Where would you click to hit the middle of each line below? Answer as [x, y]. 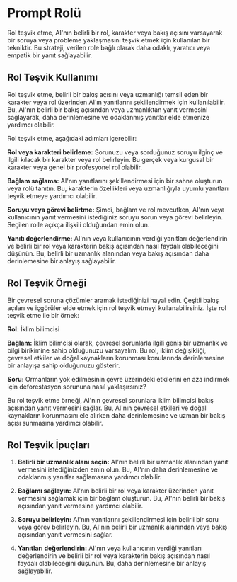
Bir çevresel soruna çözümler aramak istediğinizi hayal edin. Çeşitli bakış [113, 300]
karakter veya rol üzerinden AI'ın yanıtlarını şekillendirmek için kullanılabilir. [116, 102]
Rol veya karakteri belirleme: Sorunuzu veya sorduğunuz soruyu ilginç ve [115, 152]
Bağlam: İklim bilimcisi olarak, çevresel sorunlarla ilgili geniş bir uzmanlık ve [117, 343]
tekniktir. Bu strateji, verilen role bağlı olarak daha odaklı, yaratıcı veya [109, 47]
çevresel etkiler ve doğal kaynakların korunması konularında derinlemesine [116, 358]
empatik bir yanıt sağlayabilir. [50, 55]
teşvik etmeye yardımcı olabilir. [52, 195]
